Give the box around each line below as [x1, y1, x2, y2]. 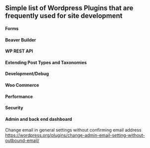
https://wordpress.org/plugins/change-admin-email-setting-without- [5, 132, 145, 138]
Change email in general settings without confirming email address [5, 127, 142, 133]
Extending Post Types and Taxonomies [5, 59, 87, 65]
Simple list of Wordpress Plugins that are [5, 4, 134, 12]
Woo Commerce [5, 82, 40, 88]
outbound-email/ [5, 138, 40, 144]
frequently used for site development [5, 12, 123, 20]
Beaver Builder [5, 37, 36, 43]
